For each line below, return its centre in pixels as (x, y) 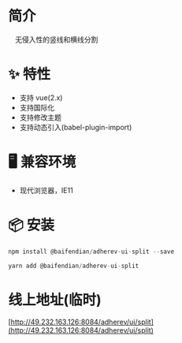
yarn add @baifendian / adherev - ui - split (74, 266)
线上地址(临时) (55, 300)
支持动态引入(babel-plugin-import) (76, 127)
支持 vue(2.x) (41, 97)
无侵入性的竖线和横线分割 (57, 39)
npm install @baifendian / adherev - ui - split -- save (91, 252)
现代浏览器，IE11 (46, 190)
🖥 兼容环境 (42, 162)
